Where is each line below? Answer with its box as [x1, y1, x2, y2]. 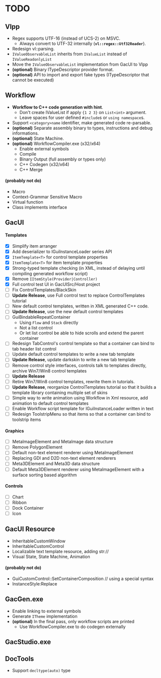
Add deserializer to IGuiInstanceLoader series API [12, 248, 112, 255]
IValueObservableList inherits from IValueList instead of [12, 51, 127, 57]
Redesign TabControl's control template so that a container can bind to [12, 341, 155, 347]
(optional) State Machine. [12, 135, 64, 141]
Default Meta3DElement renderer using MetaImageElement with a [12, 466, 144, 472]
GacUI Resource [5, 525, 55, 534]
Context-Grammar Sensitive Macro [12, 194, 82, 200]
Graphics [5, 428, 24, 434]
